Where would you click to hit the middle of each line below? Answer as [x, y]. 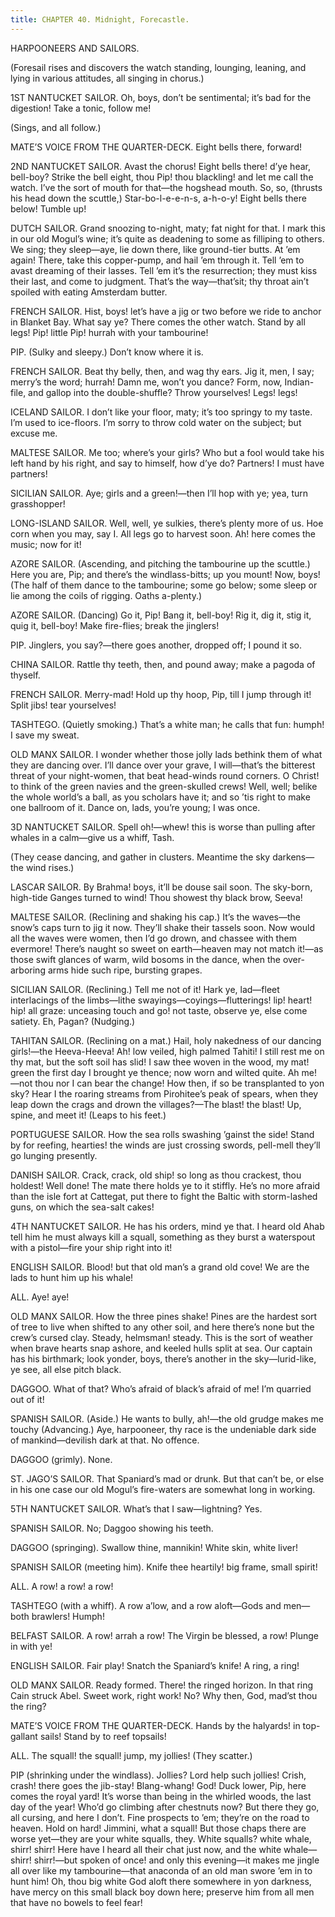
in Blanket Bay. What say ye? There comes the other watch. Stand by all [158, 322]
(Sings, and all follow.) [56, 127]
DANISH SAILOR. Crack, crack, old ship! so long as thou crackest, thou [156, 1175]
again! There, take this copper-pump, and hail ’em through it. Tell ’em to [157, 260]
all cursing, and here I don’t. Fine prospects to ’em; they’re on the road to [160, 1817]
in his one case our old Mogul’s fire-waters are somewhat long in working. [163, 1489]
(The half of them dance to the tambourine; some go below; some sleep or [164, 585]
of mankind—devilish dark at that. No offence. [105, 1440]
